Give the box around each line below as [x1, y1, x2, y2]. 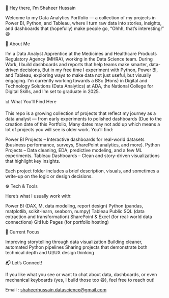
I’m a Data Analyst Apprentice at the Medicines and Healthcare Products [5, 51, 157, 56]
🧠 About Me [5, 41, 31, 47]
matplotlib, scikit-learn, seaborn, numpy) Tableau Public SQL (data [5, 208, 145, 214]
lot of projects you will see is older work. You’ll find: [5, 127, 114, 132]
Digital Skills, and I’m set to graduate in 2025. [5, 88, 100, 94]
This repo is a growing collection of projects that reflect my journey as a [5, 110, 156, 116]
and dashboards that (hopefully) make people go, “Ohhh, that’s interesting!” [5, 25, 164, 32]
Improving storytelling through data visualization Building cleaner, [5, 239, 143, 245]
